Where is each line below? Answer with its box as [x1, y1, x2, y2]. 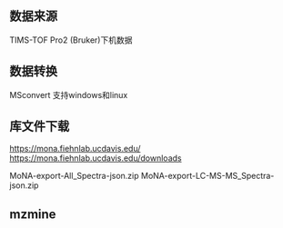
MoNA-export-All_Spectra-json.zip [9, 171, 139, 182]
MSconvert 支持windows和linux [9, 89, 128, 100]
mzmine [9, 206, 56, 222]
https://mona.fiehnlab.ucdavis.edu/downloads [9, 153, 182, 164]
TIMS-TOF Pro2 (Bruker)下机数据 [9, 35, 133, 45]
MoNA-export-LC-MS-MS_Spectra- [140, 171, 275, 182]
